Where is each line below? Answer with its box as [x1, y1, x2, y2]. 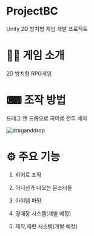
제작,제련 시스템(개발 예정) [15, 223, 78, 230]
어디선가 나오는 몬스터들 [15, 184, 73, 191]
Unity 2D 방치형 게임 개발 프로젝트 [6, 25, 88, 32]
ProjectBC [6, 4, 59, 18]
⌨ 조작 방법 [6, 93, 66, 107]
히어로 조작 [15, 171, 42, 178]
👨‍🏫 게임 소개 [6, 49, 65, 62]
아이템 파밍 [15, 197, 42, 204]
